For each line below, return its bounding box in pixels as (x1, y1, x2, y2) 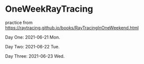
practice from (5, 20, 33, 25)
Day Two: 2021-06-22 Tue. (5, 43, 60, 49)
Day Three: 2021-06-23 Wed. (5, 53, 65, 59)
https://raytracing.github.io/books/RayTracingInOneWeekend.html (5, 24, 139, 30)
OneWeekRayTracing (5, 3, 94, 15)
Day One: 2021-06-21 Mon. (5, 34, 60, 40)
